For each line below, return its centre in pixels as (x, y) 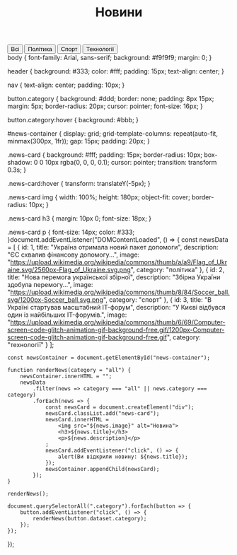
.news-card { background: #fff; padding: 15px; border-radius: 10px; (105, 155)
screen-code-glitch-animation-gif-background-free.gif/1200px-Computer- (116, 330)
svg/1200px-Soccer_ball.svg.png (56, 300)
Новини (119, 12)
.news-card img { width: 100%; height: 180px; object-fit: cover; (99, 197)
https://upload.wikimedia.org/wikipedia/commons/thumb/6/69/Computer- (118, 322)
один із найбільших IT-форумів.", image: (67, 315)
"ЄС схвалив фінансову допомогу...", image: (74, 255)
